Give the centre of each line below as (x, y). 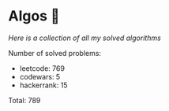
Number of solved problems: (54, 53)
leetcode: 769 (42, 68)
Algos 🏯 (34, 16)
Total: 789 (24, 100)
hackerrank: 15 (44, 85)
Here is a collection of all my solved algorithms (85, 38)
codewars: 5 (40, 76)
